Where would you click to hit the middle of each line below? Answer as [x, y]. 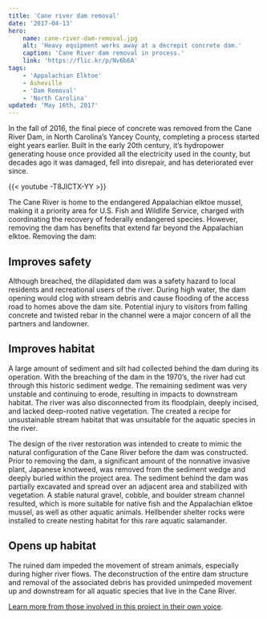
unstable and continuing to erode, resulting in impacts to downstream [123, 394]
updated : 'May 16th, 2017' [53, 105]
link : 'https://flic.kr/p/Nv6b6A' [80, 61]
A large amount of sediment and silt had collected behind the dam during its [133, 368]
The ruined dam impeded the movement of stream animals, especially [123, 565]
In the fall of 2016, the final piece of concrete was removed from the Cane [130, 129]
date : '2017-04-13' [41, 23]
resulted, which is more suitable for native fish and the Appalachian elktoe [131, 503]
